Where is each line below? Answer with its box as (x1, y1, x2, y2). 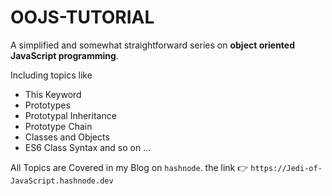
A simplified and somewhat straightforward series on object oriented (10, 39, 295, 51)
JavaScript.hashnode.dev (10, 176, 114, 186)
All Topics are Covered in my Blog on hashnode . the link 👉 (10, 161, 249, 173)
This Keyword (24, 88, 82, 100)
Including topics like (10, 69, 93, 81)
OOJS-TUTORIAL (10, 6, 155, 29)
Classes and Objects (24, 131, 110, 143)
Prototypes (24, 99, 71, 111)
